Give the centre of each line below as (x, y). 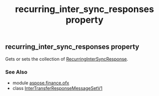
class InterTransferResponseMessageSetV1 (57, 88)
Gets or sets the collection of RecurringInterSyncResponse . (67, 59)
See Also (16, 72)
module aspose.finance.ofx (41, 83)
